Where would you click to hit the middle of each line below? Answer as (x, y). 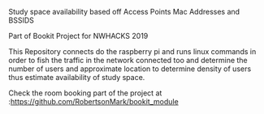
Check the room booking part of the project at (85, 93)
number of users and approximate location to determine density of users (130, 69)
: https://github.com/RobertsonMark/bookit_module (93, 101)
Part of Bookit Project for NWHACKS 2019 (78, 36)
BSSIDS (21, 20)
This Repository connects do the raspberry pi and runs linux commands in (132, 51)
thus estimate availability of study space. (77, 77)
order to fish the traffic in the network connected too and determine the (128, 60)
